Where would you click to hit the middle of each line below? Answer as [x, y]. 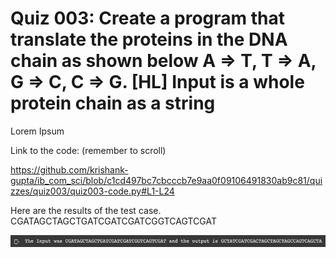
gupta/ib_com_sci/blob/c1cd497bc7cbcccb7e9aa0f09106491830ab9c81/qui [166, 180]
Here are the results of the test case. [86, 210]
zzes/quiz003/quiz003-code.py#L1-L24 [92, 191]
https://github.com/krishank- [69, 169]
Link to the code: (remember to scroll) [88, 150]
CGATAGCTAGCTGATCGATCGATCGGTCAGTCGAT [113, 221]
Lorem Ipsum [37, 131]
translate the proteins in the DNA [149, 39]
